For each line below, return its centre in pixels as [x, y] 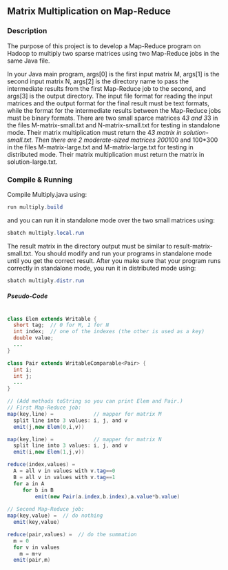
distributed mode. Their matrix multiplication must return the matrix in [106, 154]
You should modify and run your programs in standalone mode [123, 253]
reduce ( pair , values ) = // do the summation [72, 534]
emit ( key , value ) [37, 522]
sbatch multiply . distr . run [46, 281]
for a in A [29, 484]
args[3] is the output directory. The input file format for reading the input [110, 96]
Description [27, 31]
